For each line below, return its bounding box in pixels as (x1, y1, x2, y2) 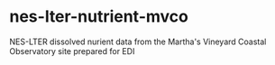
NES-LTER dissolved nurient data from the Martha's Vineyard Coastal (9, 36, 267, 47)
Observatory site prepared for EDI (9, 45, 135, 56)
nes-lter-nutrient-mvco (9, 6, 189, 27)
